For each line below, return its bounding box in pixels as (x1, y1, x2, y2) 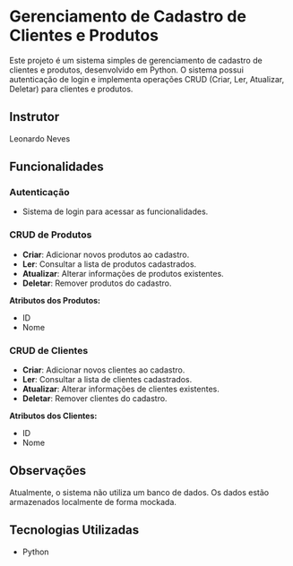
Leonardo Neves (9, 133, 71, 144)
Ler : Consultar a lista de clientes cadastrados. (22, 374, 193, 385)
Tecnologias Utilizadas (9, 522, 140, 538)
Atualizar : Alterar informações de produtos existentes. (22, 268, 224, 279)
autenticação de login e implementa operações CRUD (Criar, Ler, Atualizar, (9, 73, 285, 84)
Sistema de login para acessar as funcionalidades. (22, 206, 209, 217)
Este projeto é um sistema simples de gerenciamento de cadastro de (9, 55, 263, 65)
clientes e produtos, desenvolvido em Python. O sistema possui (9, 64, 245, 75)
